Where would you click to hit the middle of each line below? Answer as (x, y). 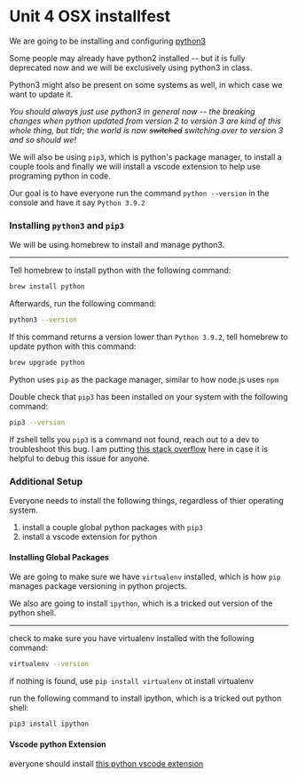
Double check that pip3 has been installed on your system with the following (149, 396)
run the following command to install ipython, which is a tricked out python (145, 698)
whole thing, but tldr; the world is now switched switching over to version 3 (146, 130)
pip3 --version (37, 422)
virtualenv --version (49, 664)
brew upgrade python (47, 362)
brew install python (47, 287)
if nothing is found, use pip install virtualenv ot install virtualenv (132, 681)
